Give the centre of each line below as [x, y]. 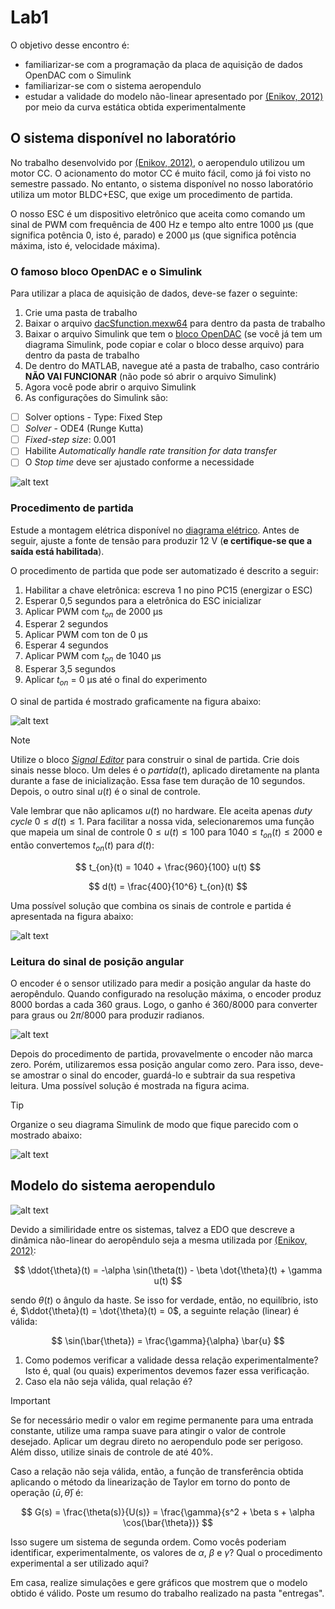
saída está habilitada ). [57, 551]
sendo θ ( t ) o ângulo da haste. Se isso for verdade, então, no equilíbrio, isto [164, 1300]
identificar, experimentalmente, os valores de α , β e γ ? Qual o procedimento [166, 1552]
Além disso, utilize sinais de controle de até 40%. [112, 1452]
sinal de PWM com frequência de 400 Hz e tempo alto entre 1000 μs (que [162, 224]
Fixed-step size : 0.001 [70, 440]
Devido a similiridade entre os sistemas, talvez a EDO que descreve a [152, 1229]
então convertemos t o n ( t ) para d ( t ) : [82, 846]
